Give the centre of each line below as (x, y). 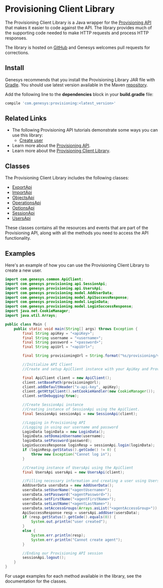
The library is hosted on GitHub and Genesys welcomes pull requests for (78, 47)
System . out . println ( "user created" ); (69, 522)
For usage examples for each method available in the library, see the (73, 576)
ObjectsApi (23, 198)
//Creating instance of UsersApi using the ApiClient (78, 468)
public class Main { (26, 324)
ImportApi (22, 192)
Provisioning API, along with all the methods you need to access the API (77, 233)
